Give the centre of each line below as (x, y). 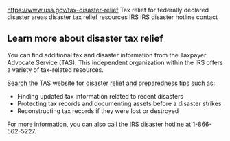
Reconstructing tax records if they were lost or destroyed (98, 111)
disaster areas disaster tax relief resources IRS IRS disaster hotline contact (113, 17)
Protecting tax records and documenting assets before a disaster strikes (119, 103)
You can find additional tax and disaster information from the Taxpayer (107, 55)
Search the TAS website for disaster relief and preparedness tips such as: (111, 83)
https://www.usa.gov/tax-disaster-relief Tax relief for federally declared (108, 10)
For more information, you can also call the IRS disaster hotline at (99, 124)
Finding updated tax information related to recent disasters (100, 96)
